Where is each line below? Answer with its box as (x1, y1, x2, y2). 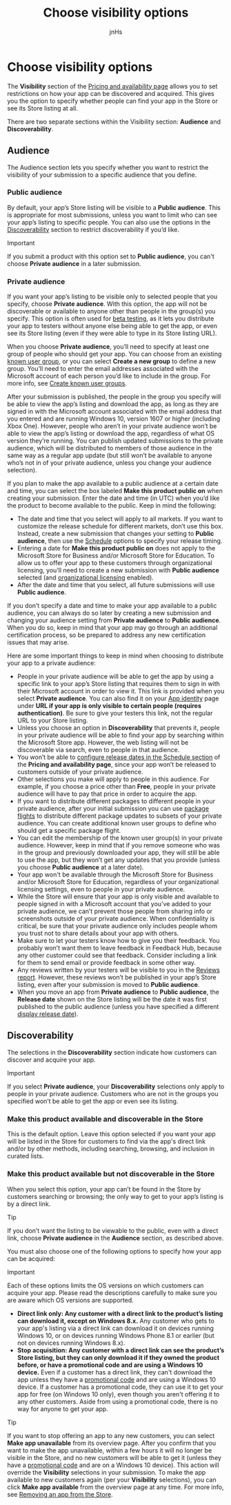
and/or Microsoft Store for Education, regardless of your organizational (17, 878, 219, 886)
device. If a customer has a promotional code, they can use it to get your (17, 1383, 224, 1391)
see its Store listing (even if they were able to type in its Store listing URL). (7, 329, 217, 338)
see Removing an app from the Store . (7, 1490, 113, 1498)
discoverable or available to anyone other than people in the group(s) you (7, 307, 216, 316)
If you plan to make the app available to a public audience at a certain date (7, 479, 219, 488)
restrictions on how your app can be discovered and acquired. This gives (7, 89, 215, 97)
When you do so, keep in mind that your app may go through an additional (7, 624, 218, 632)
